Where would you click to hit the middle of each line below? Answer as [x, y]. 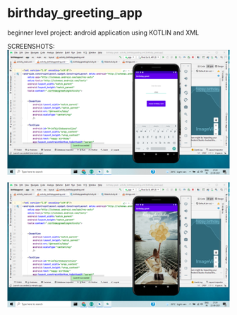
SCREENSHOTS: [31, 46]
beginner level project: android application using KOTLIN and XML [103, 32]
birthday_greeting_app [75, 13]
